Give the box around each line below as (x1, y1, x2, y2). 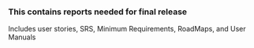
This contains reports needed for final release (8, 6, 188, 17)
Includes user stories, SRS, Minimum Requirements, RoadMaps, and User (8, 24, 246, 34)
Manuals (8, 32, 36, 42)
